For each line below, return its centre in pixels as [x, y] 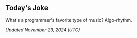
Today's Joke [27, 8]
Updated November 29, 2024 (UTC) [43, 30]
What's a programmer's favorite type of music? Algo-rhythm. [69, 20]
